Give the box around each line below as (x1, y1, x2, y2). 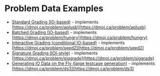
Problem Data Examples (4, 3, 104, 14)
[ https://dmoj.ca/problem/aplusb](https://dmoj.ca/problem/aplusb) (11, 24, 146, 30)
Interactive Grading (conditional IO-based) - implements (11, 39, 125, 45)
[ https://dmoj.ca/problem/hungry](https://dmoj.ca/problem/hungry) (11, 35, 148, 40)
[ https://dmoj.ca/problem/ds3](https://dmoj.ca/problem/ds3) (11, 65, 134, 71)
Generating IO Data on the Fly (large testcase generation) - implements (11, 60, 155, 66)
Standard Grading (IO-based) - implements (11, 19, 99, 25)
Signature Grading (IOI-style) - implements (11, 50, 98, 56)
